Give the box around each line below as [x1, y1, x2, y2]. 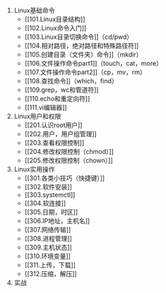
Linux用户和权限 [13, 112, 61, 120]
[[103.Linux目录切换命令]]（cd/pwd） [24, 32, 134, 41]
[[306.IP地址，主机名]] [24, 217, 90, 225]
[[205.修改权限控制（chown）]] [24, 156, 113, 165]
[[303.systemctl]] [24, 191, 76, 199]
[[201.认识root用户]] [24, 121, 83, 129]
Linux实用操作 [13, 165, 55, 173]
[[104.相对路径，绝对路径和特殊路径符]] [24, 42, 139, 49]
